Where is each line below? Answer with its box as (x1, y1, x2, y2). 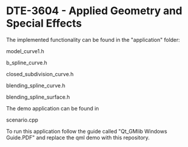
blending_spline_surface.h (6, 93, 70, 100)
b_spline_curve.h (6, 59, 47, 66)
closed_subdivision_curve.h (6, 70, 74, 77)
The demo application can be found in (6, 104, 99, 112)
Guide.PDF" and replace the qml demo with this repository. (6, 134, 150, 141)
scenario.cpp (6, 116, 39, 123)
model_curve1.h (6, 47, 44, 54)
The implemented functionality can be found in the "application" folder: (6, 36, 180, 43)
